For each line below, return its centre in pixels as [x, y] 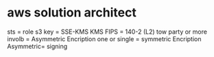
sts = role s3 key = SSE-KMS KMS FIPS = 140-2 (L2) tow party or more [107, 32]
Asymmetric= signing [37, 46]
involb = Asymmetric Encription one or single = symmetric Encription [104, 38]
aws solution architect [72, 13]
